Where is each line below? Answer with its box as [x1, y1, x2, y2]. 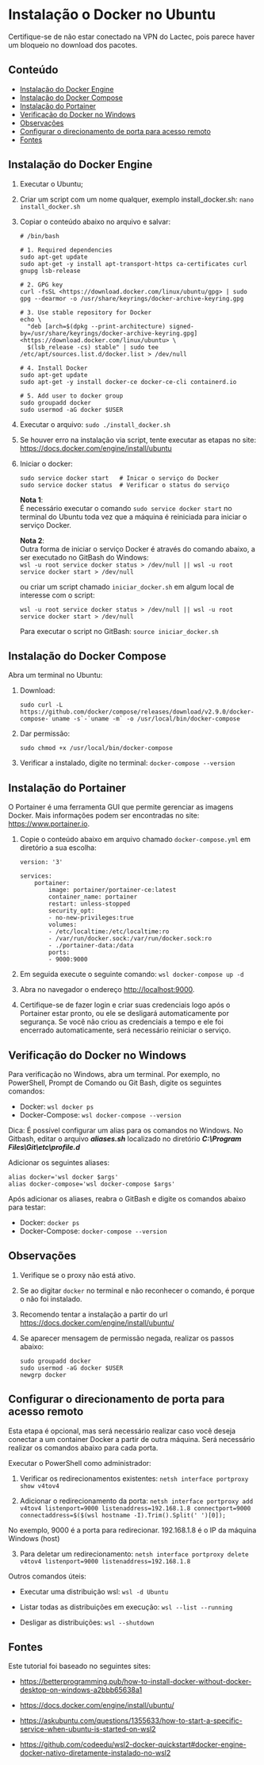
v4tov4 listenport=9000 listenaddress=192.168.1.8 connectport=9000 [19, 1504, 251, 1513]
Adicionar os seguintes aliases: [8, 1158, 109, 1167]
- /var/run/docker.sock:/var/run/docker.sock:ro [48, 935, 212, 943]
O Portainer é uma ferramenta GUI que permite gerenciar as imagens [8, 802, 234, 812]
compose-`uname [19, 715, 71, 723]
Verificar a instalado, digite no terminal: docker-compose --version [19, 758, 235, 767]
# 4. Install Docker [19, 363, 88, 372]
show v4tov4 [19, 1482, 59, 1490]
